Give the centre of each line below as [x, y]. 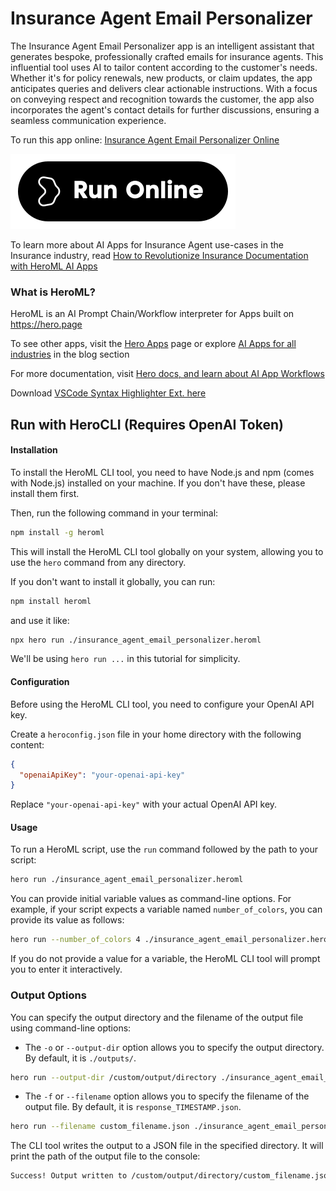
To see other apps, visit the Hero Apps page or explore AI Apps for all [153, 344]
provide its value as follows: [67, 920]
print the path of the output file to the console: [105, 1156]
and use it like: [40, 620]
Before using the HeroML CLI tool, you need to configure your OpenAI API [162, 704]
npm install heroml [51, 601]
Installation [34, 450]
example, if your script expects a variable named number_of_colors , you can [166, 909]
